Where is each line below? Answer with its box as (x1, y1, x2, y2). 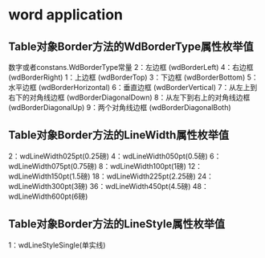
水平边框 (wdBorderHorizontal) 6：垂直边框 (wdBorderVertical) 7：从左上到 (8, 83, 258, 92)
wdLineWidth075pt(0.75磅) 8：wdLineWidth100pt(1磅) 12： (8, 161, 203, 170)
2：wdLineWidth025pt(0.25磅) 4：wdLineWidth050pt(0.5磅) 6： (8, 151, 222, 161)
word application (8, 6, 123, 24)
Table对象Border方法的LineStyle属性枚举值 (8, 217, 226, 231)
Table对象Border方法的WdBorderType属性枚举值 (8, 39, 255, 53)
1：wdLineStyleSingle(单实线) (8, 240, 106, 250)
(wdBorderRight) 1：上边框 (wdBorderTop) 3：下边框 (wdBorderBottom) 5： (8, 72, 259, 82)
